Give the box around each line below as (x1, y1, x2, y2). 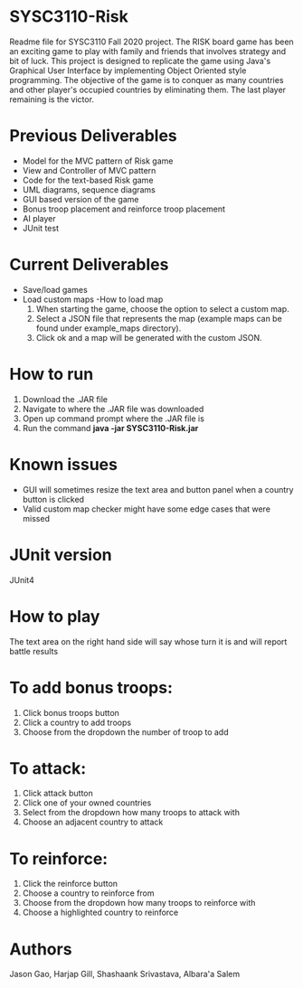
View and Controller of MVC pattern (22, 165, 156, 175)
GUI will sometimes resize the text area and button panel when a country (22, 484, 294, 494)
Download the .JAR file (22, 393, 109, 404)
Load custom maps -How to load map (22, 294, 164, 305)
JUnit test (22, 222, 59, 233)
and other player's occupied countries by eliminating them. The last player (9, 84, 287, 95)
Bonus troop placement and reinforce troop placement (22, 203, 226, 214)
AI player (22, 212, 56, 223)
